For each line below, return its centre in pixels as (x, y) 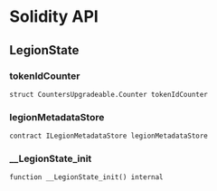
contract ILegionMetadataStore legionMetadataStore (108, 136)
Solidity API (54, 17)
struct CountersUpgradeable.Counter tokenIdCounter (108, 94)
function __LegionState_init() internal (87, 177)
